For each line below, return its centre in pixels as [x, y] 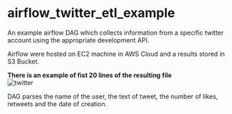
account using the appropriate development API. [78, 40]
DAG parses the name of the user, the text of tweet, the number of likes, [113, 96]
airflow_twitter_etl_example [91, 13]
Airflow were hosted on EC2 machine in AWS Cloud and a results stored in [116, 54]
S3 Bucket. [23, 61]
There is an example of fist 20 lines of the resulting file [90, 75]
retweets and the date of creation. [57, 103]
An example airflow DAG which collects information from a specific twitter [116, 33]
